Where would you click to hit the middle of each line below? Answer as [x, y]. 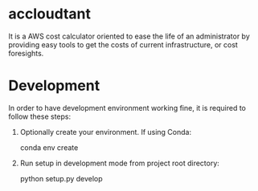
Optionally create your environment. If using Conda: [105, 132]
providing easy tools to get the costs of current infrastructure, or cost [123, 44]
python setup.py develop [61, 178]
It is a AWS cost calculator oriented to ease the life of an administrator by [129, 36]
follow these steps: [39, 116]
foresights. [26, 53]
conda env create [49, 147]
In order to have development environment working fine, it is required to [127, 108]
